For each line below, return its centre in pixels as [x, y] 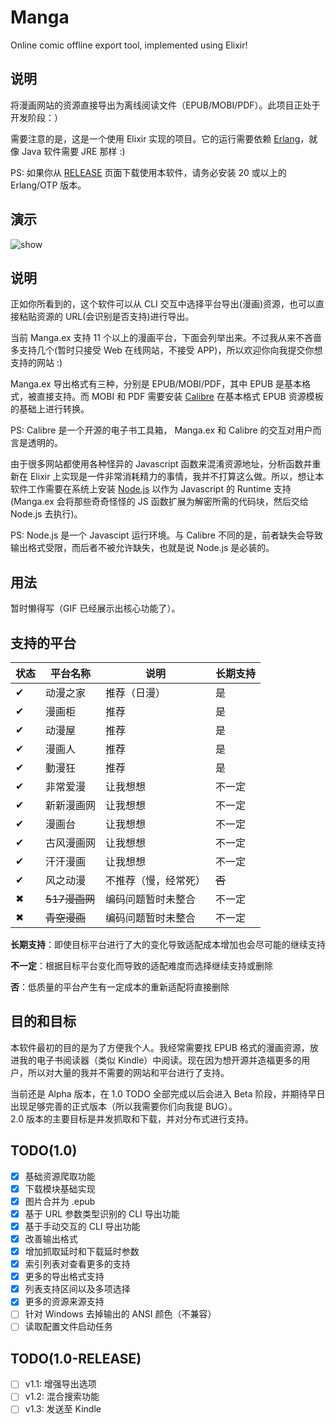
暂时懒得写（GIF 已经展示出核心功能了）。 [95, 608]
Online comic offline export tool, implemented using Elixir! [129, 45]
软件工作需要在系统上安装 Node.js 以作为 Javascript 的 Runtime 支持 [151, 489]
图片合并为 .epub [60, 1201]
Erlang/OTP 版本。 [48, 185]
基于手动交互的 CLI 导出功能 [82, 1226]
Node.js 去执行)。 [46, 514]
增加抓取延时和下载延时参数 [82, 1251]
